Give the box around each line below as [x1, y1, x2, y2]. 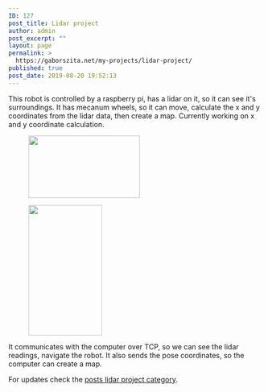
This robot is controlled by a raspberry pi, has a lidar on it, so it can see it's [8, 93, 256, 103]
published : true [8, 64, 63, 72]
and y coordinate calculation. [8, 119, 105, 129]
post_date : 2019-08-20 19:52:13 [8, 72, 117, 80]
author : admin [8, 27, 56, 35]
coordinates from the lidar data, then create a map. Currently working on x [8, 110, 255, 121]
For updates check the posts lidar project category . [8, 374, 179, 384]
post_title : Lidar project [8, 19, 99, 27]
